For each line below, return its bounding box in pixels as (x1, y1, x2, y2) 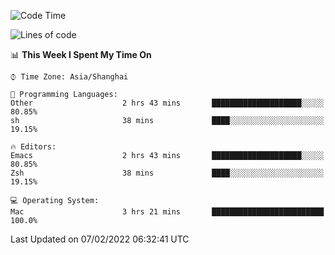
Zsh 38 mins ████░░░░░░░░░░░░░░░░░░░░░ (10, 168, 325, 178)
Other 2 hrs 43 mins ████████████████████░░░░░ (10, 98, 325, 108)
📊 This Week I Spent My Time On (10, 49, 152, 60)
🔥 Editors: (10, 142, 57, 152)
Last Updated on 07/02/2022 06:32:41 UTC (10, 233, 190, 245)
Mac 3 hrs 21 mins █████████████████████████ (10, 207, 325, 217)
